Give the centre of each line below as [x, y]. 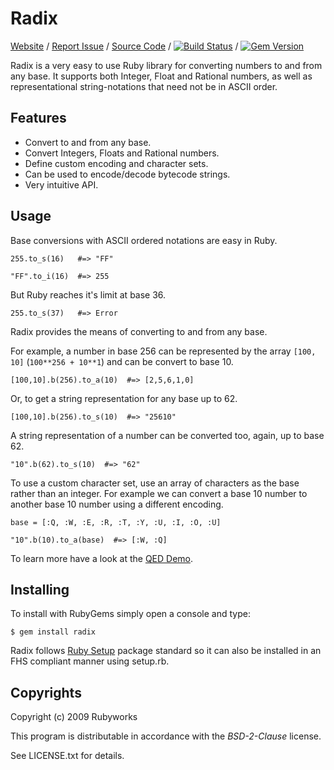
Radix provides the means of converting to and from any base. [139, 331]
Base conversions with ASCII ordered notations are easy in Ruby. [144, 240]
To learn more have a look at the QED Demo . [102, 558]
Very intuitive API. [61, 184]
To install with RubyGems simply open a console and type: [130, 614]
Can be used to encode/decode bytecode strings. [127, 174]
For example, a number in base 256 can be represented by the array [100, [163, 351]
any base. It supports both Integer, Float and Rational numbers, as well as [161, 76]
